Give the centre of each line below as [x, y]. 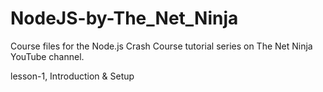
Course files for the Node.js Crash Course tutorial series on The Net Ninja [161, 46]
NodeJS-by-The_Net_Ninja [124, 18]
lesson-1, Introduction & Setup [72, 76]
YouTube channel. [47, 56]
